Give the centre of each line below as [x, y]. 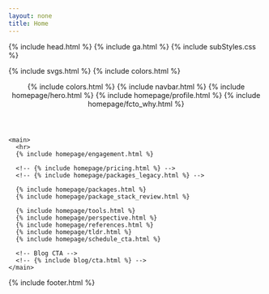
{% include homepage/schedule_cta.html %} [88, 239]
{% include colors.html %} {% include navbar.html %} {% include [136, 87]
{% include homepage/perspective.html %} [87, 218]
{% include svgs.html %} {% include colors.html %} [94, 70]
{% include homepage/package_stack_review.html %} [103, 196]
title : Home [28, 23]
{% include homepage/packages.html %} [81, 190]
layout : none [30, 16]
